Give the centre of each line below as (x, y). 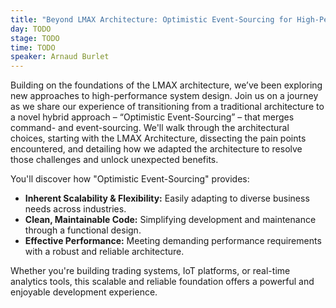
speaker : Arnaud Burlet (60, 57)
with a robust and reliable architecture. (104, 252)
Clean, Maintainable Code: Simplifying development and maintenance (170, 220)
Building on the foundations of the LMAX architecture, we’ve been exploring (166, 85)
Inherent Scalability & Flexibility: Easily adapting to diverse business (167, 198)
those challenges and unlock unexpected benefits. (114, 160)
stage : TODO (35, 38)
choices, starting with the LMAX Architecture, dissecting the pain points (158, 138)
